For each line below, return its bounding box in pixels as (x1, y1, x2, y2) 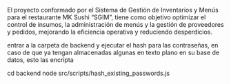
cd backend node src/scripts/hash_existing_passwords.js (7, 69, 170, 77)
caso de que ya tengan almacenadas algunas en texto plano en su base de (7, 48, 220, 56)
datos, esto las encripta (7, 56, 74, 64)
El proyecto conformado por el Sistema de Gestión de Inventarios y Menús (7, 6, 219, 14)
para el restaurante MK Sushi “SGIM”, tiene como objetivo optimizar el (7, 13, 206, 21)
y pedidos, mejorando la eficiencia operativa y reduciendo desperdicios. (7, 28, 212, 36)
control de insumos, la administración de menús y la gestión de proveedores (7, 21, 224, 28)
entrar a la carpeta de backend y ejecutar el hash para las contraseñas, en (7, 41, 219, 49)
